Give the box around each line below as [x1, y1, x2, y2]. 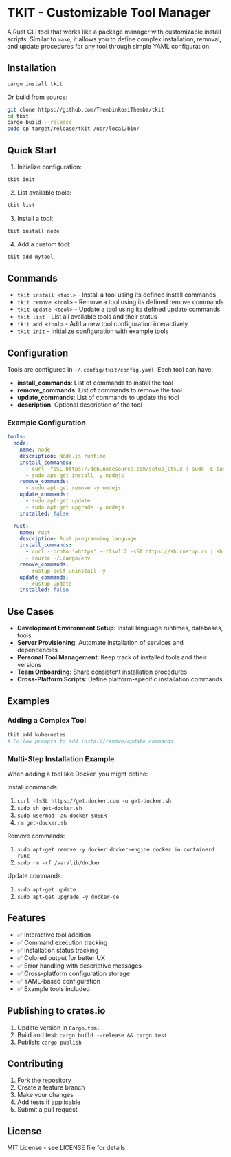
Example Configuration [7, 418, 86, 427]
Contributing [7, 1058, 63, 1070]
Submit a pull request [16, 1105, 78, 1114]
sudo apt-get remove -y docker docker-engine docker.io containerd [16, 846, 214, 853]
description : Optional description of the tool [16, 401, 142, 409]
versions [16, 661, 42, 669]
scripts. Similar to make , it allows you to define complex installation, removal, [7, 34, 222, 43]
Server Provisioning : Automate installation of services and [16, 639, 184, 647]
